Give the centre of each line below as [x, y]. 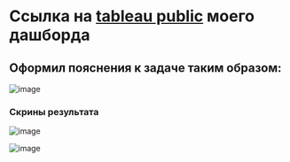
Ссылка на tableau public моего [132, 16]
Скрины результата [54, 112]
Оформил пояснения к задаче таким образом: [145, 68]
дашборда [50, 35]
